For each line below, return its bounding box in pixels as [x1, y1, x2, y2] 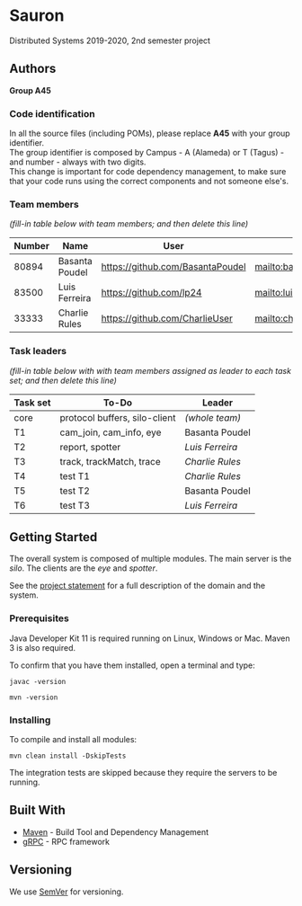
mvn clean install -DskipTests [9, 751, 127, 760]
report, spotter [59, 440, 121, 453]
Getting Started [9, 529, 98, 545]
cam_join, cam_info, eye [59, 426, 162, 439]
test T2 [59, 484, 90, 497]
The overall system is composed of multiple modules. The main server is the [9, 554, 292, 564]
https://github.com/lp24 [101, 287, 202, 299]
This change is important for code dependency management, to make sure [9, 166, 287, 177]
